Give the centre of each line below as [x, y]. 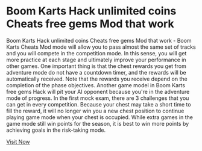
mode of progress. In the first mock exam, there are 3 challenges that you [98, 98]
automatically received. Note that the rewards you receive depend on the [97, 79]
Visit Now [18, 141]
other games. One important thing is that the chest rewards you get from [96, 66]
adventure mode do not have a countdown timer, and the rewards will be [96, 72]
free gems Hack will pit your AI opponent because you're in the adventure [98, 91]
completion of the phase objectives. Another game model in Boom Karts [96, 85]
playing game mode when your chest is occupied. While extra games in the [99, 117]
